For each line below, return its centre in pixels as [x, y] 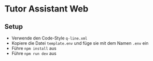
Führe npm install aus [34, 48]
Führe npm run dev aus [34, 53]
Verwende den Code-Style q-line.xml [49, 38]
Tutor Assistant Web [47, 9]
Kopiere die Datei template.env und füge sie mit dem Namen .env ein [80, 43]
